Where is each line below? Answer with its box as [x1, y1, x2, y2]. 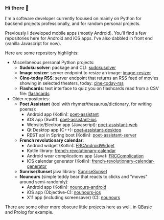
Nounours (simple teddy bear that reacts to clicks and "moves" [19, 174, 148, 180]
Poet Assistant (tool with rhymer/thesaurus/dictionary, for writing [19, 101, 152, 107]
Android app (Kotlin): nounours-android [26, 184, 107, 190]
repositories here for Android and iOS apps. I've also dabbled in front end [5, 35, 153, 41]
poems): [19, 106, 37, 112]
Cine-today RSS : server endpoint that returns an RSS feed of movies [19, 75, 159, 81]
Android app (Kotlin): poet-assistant [26, 111, 99, 117]
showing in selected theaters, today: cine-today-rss [19, 80, 124, 86]
